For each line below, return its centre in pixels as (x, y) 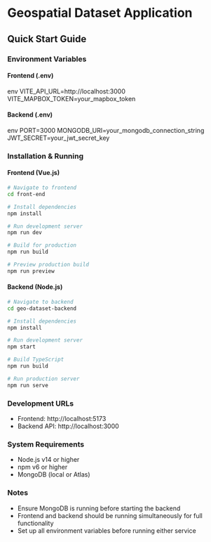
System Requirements (46, 444)
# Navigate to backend (40, 302)
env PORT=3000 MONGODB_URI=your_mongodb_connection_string (106, 130)
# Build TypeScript (36, 360)
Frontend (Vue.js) (34, 173)
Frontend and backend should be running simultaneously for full (110, 515)
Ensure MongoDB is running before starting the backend (99, 508)
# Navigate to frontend (42, 188)
